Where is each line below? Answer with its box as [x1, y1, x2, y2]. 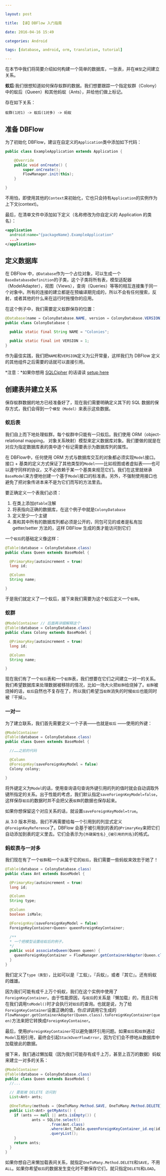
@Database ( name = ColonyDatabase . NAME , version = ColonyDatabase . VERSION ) [5, 316, 163, 321]
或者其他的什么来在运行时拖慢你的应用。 [13, 296, 96, 302]
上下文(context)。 [5, 201, 41, 207]
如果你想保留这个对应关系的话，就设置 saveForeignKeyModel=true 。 [5, 808, 141, 814]
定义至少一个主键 [12, 512, 47, 518]
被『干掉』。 [5, 694, 29, 700]
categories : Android [5, 38, 48, 44]
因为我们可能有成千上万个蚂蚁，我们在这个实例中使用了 [5, 988, 118, 994]
